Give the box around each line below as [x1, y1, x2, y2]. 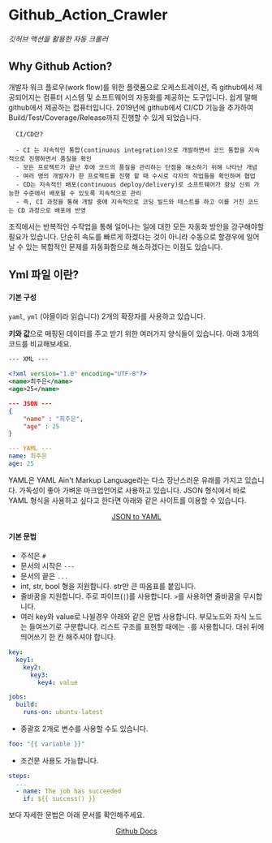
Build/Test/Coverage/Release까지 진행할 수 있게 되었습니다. [8, 112, 201, 123]
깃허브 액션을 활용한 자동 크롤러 [8, 34, 109, 44]
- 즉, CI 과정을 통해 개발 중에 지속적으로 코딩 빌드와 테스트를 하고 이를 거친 [15, 197, 245, 206]
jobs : [8, 693, 27, 701]
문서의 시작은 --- [19, 561, 76, 571]
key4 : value [37, 678, 79, 686]
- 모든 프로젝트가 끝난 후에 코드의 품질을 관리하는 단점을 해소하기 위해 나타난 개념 [15, 163, 258, 171]
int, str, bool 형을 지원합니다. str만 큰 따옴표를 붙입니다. [19, 582, 196, 591]
